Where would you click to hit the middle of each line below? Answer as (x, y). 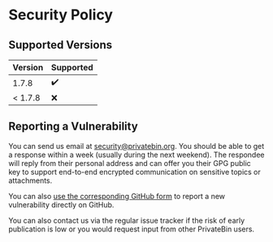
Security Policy (61, 15)
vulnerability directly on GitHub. (61, 205)
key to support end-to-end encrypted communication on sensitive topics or (135, 172)
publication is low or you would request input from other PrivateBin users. (131, 229)
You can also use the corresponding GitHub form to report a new (117, 196)
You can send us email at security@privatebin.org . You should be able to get (136, 146)
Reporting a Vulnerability (73, 127)
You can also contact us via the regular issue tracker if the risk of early (127, 220)
